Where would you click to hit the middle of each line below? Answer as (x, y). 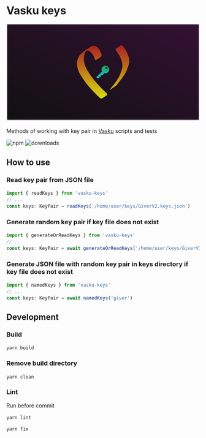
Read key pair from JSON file (50, 179)
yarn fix (17, 429)
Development (33, 317)
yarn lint (19, 417)
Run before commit (31, 406)
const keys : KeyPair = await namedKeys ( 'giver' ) (70, 298)
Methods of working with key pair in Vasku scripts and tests (82, 131)
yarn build (20, 348)
